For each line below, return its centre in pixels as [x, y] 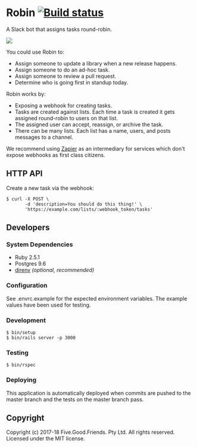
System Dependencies [40, 245]
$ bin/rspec [21, 365]
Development [26, 320]
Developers [28, 228]
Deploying [21, 380]
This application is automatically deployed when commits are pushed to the [99, 393]
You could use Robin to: [35, 52]
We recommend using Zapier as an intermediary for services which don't [96, 148]
